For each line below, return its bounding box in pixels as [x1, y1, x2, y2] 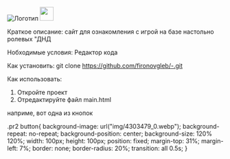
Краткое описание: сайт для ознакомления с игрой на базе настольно [7, 28, 214, 36]
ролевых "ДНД [7, 35, 51, 43]
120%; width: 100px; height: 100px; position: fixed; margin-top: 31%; [7, 137, 200, 145]
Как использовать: [7, 75, 62, 83]
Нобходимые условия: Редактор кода [7, 48, 118, 56]
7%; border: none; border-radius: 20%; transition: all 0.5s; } [19, 145, 187, 152]
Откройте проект [16, 88, 67, 96]
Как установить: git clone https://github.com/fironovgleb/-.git [7, 62, 183, 70]
